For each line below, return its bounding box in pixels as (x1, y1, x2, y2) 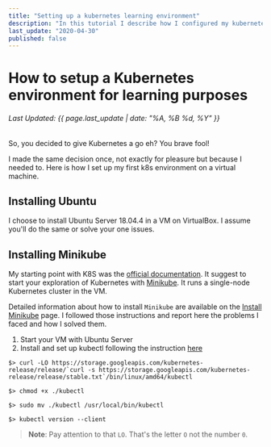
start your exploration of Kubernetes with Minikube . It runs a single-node (8, 278, 250, 287)
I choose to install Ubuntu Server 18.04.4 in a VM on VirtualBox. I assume (8, 215, 252, 226)
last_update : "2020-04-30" (8, 27, 99, 35)
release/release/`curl (8, 366, 85, 374)
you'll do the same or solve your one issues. (8, 224, 155, 234)
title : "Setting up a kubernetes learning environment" (8, 11, 200, 20)
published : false (8, 34, 67, 43)
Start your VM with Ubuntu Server (19, 335, 133, 345)
